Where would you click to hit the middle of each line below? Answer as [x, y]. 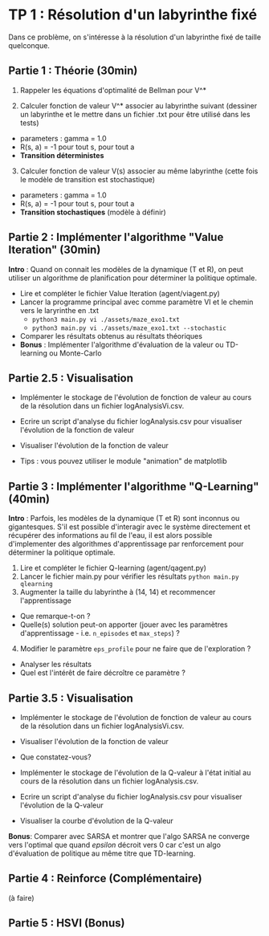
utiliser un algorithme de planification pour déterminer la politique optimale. [132, 278]
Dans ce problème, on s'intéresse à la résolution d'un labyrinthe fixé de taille [135, 37]
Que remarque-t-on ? [55, 617]
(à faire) [21, 897]
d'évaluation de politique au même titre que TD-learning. [102, 853]
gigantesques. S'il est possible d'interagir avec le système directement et [129, 527]
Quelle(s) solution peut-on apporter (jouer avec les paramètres [124, 625]
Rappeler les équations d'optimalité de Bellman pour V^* [113, 90]
